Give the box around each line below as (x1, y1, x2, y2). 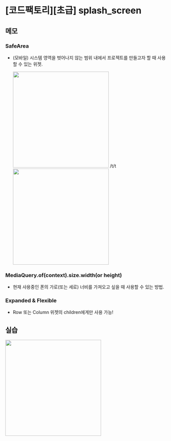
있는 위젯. (23, 61, 43, 67)
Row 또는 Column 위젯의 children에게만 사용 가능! (12, 309, 114, 316)
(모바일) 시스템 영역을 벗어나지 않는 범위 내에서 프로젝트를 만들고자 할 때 (12, 54, 157, 60)
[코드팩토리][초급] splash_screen (5, 5, 142, 16)
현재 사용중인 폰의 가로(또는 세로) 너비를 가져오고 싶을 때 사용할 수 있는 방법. (12, 284, 164, 290)
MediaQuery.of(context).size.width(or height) (5, 271, 123, 279)
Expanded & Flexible (5, 297, 57, 304)
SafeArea (5, 42, 29, 49)
